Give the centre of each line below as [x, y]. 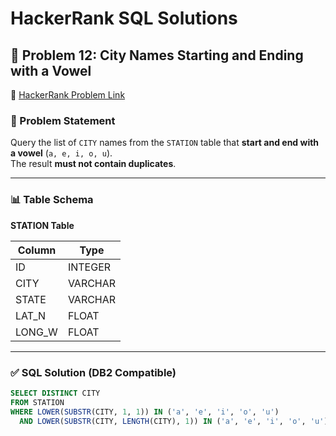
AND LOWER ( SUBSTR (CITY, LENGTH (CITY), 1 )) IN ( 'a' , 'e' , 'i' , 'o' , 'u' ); [176, 421]
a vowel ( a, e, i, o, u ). [61, 153]
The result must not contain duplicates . [93, 164]
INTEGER [89, 267]
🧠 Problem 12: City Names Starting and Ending [157, 55]
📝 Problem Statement [63, 120]
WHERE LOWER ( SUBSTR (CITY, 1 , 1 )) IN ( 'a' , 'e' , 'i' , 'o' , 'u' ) [145, 412]
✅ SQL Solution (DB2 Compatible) [93, 372]
